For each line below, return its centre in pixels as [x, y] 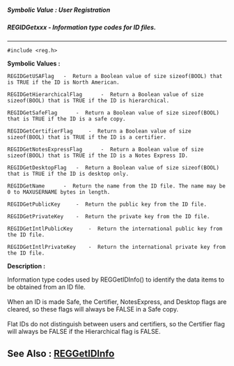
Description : [26, 266]
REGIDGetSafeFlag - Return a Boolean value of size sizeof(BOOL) [113, 113]
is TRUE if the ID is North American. [63, 83]
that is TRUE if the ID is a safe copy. [67, 119]
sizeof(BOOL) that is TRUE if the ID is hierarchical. [88, 101]
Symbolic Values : [34, 63]
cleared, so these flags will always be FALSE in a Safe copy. [93, 310]
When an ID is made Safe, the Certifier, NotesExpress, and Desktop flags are [117, 302]
